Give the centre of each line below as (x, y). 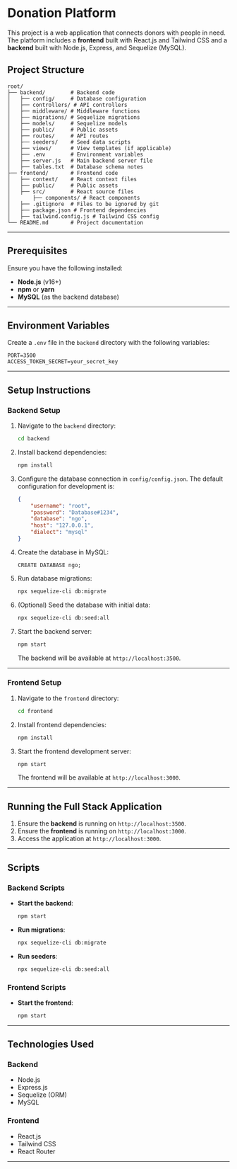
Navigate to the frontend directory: (68, 698)
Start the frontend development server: (74, 751)
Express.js (32, 1088)
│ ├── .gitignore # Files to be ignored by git (83, 204)
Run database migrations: (55, 578)
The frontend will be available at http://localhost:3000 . (99, 777)
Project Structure (46, 70)
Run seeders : (37, 956)
